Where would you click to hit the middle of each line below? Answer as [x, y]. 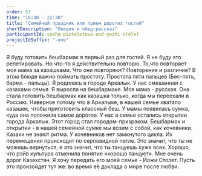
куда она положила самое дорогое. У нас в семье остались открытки [97, 115]
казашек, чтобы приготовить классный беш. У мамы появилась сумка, [98, 109]
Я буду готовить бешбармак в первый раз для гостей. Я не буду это [94, 57]
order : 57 [19, 12]
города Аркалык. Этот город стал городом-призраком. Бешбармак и [96, 121]
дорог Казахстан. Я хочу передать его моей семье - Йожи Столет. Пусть [101, 160]
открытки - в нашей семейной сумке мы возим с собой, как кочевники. [99, 128]
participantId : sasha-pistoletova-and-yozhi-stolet [73, 34]
